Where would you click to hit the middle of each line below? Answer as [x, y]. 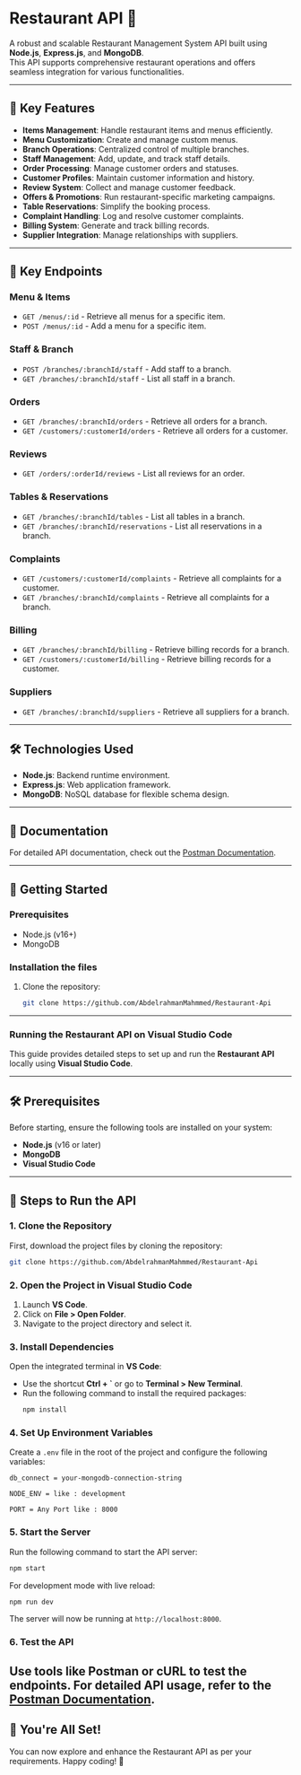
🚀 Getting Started [59, 889]
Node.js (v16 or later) [61, 1145]
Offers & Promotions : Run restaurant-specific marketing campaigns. [149, 197]
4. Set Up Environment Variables [82, 1433]
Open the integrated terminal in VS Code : [86, 1367]
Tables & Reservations [59, 497]
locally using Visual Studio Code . [71, 1063]
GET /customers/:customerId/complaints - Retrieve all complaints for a [152, 578]
